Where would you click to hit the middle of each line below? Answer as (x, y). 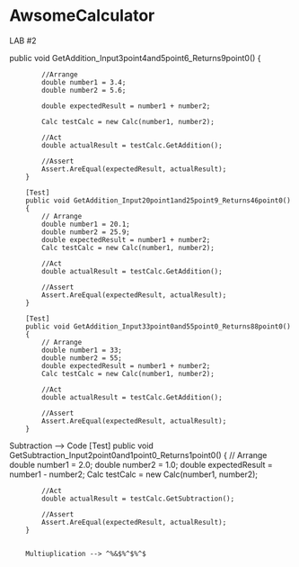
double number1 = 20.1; (86, 224)
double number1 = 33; (82, 350)
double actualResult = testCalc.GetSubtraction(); (138, 499)
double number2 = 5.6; (84, 90)
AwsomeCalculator (82, 16)
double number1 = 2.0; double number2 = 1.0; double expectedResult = (141, 464)
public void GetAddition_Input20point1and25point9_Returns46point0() (158, 200)
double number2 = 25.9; (86, 232)
